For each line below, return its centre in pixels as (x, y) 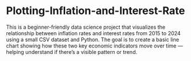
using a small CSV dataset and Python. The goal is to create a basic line (93, 39)
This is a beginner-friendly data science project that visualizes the (86, 27)
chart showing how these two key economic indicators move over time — (95, 46)
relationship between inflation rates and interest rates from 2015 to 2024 (93, 33)
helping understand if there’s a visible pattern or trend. (72, 52)
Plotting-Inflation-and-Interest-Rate (96, 11)
